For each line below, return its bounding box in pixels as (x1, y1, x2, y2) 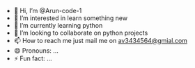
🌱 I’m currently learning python (13, 22, 103, 29)
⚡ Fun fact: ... (13, 54, 52, 62)
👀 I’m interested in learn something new (13, 14, 127, 22)
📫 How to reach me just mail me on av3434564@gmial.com (13, 37, 188, 44)
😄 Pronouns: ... (13, 46, 59, 55)
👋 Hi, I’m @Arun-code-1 (13, 7, 82, 15)
